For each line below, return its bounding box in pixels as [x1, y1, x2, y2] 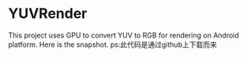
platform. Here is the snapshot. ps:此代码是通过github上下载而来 [8, 40, 217, 49]
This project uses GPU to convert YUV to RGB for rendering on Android [8, 30, 239, 40]
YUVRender [8, 5, 88, 23]
